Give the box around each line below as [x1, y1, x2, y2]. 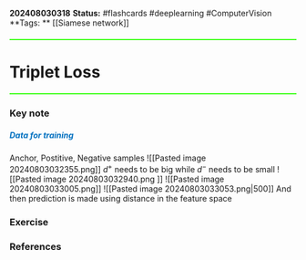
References [9, 240, 62, 253]
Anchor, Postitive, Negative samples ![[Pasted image [9, 152, 207, 163]
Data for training [9, 130, 75, 140]
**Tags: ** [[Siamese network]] [9, 17, 129, 28]
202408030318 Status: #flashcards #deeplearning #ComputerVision [9, 8, 272, 18]
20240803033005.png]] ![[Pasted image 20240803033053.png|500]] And [9, 182, 291, 194]
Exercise [9, 215, 49, 228]
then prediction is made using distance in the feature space [9, 192, 232, 203]
